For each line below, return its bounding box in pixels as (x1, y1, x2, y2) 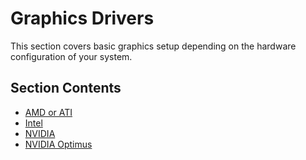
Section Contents (10, 80, 122, 97)
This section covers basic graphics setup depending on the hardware (10, 40, 297, 52)
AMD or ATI (24, 106, 73, 118)
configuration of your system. (10, 50, 133, 62)
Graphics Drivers (10, 7, 155, 30)
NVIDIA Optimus (24, 138, 93, 150)
